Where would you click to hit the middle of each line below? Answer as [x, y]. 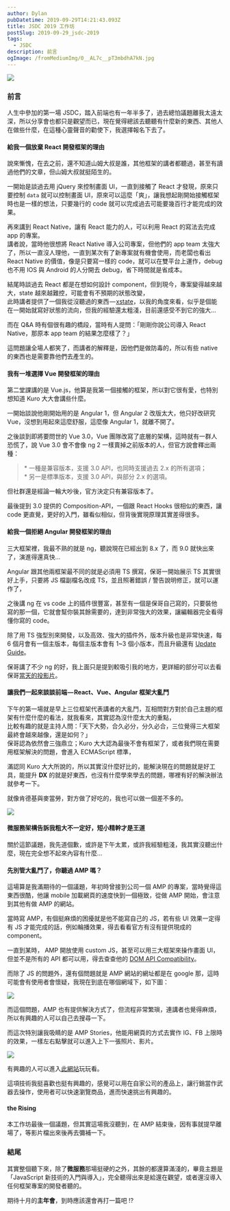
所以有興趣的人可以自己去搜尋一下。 [58, 1018]
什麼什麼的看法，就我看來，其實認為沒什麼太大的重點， [97, 717]
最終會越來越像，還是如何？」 [49, 734]
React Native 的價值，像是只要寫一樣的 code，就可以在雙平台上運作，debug [115, 261]
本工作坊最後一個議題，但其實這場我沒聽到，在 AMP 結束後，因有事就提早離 [115, 1124]
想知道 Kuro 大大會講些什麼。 [49, 398]
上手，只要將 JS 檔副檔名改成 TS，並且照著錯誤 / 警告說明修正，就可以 [113, 580]
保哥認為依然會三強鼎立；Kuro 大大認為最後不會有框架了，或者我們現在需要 [114, 743]
